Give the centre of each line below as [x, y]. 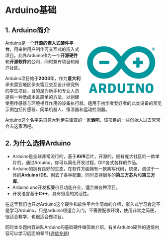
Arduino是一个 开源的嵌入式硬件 [37, 43]
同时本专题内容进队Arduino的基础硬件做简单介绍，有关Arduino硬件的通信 [80, 227]
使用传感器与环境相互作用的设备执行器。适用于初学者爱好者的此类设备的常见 [83, 103]
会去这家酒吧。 [20, 126]
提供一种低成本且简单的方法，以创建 [42, 97]
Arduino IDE [34, 175]
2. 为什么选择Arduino [38, 143]
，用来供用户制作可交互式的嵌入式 [44, 49]
